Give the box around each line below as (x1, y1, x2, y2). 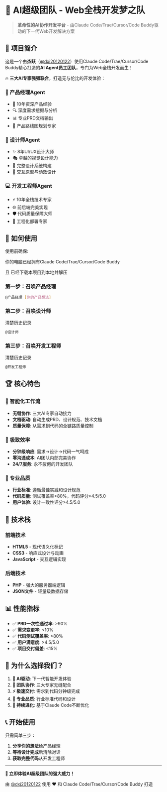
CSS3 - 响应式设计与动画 (12, 550, 64, 556)
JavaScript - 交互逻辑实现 (12, 556, 66, 562)
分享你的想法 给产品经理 (12, 743, 61, 749)
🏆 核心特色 (5, 379, 41, 388)
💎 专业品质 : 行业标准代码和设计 (12, 695, 76, 702)
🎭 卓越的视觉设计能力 (12, 155, 58, 161)
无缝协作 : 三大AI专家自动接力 (12, 410, 72, 416)
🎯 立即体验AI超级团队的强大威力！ (5, 770, 75, 777)
